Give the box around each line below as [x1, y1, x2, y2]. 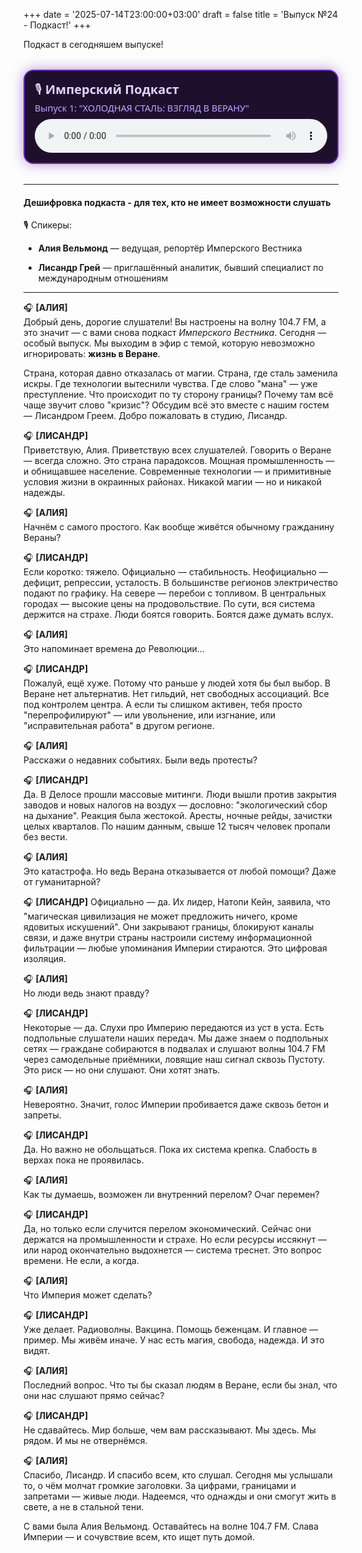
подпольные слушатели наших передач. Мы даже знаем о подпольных [23, 1032, 329, 1044]
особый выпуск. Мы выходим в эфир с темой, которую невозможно [23, 337, 316, 349]
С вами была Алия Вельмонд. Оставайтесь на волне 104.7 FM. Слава [23, 1520, 320, 1533]
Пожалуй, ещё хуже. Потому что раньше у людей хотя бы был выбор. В [23, 677, 331, 689]
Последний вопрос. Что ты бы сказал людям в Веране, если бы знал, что [23, 1379, 338, 1391]
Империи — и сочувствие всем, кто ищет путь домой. [23, 1531, 256, 1543]
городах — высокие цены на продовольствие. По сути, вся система [23, 598, 316, 610]
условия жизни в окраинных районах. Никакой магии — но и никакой [23, 476, 323, 488]
